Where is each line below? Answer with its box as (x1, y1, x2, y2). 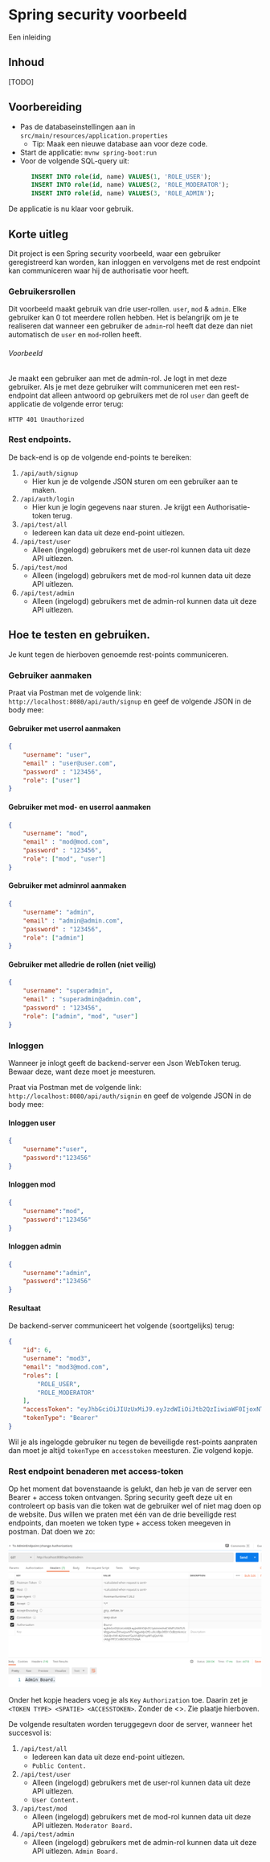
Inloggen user (8, 1117, 56, 1128)
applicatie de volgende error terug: (8, 398, 124, 408)
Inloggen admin (8, 1241, 62, 1251)
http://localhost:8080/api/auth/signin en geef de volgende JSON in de (8, 1091, 252, 1100)
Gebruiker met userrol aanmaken (8, 723, 121, 733)
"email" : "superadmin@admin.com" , (22, 996, 142, 1004)
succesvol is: (8, 1728, 52, 1738)
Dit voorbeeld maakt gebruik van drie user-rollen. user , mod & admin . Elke (8, 304, 247, 314)
